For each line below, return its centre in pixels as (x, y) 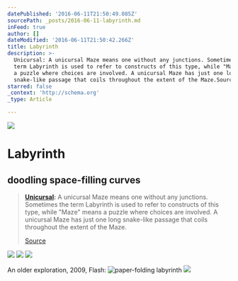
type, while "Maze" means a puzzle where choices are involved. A (121, 212)
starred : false (30, 86)
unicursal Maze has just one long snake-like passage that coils (116, 219)
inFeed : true (27, 27)
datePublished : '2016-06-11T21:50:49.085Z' (73, 14)
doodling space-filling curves (74, 180)
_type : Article (30, 100)
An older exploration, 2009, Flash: (57, 270)
